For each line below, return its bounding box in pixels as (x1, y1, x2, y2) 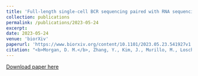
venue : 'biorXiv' (6, 36, 49, 42)
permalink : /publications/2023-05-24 (6, 19, 99, 25)
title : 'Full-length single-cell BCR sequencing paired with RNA (6, 8, 170, 15)
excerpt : (6, 25, 28, 31)
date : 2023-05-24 (6, 31, 49, 37)
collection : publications (6, 14, 70, 20)
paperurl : (6, 42, 31, 48)
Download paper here (6, 63, 59, 70)
